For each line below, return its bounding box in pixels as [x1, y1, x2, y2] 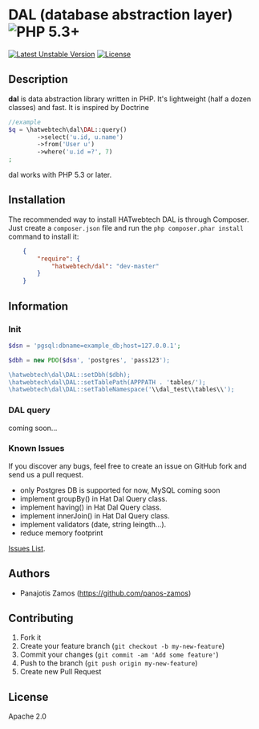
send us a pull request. [8, 469, 84, 479]
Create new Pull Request [19, 667, 102, 677]
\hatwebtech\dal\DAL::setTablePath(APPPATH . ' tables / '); [8, 378, 206, 387]
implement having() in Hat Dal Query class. [19, 502, 162, 512]
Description [8, 72, 68, 86]
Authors [8, 567, 51, 580]
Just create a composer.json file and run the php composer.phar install [8, 223, 245, 232]
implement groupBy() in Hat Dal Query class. [19, 494, 168, 503]
